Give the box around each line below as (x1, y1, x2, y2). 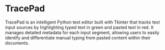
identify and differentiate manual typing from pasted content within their (5, 35, 151, 41)
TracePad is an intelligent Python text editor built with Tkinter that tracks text (5, 19, 160, 25)
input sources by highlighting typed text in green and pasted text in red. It (5, 24, 154, 30)
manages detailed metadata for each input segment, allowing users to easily (5, 29, 160, 35)
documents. (5, 40, 29, 46)
